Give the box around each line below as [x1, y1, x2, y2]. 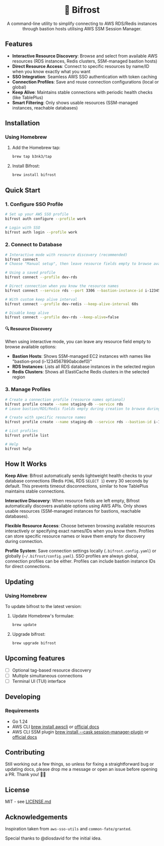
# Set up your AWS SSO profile [5, 212, 69, 217]
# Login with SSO [5, 225, 41, 230]
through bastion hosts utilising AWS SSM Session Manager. [22, 25, 142, 31]
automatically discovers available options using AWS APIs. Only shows [5, 503, 147, 509]
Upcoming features [5, 654, 65, 663]
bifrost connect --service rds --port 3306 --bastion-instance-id [5, 288, 143, 293]
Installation [5, 119, 40, 128]
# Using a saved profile [5, 270, 56, 275]
